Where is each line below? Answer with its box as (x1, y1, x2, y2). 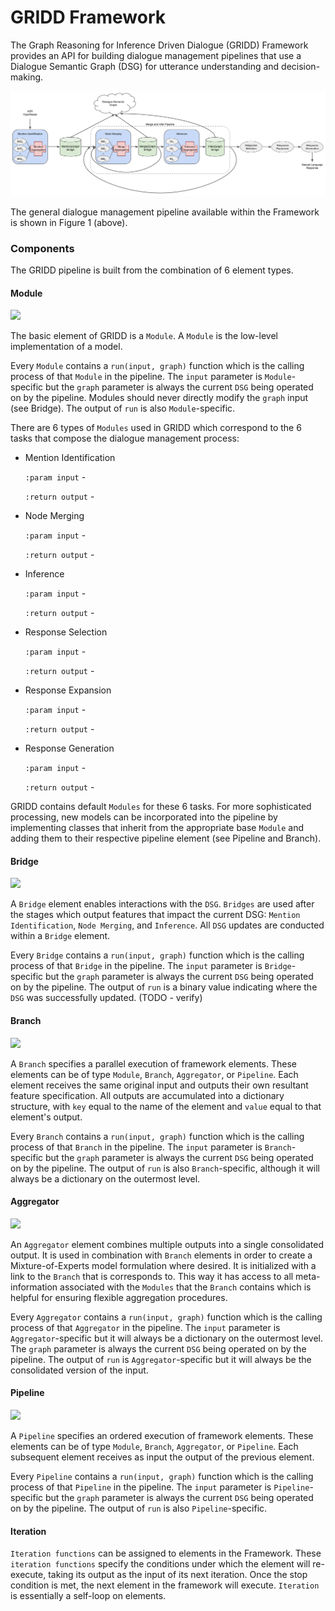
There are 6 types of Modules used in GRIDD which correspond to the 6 (10, 422, 302, 434)
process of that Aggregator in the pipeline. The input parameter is (10, 1321, 281, 1333)
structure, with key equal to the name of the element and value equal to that (10, 1100, 322, 1112)
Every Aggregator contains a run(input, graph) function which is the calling (10, 1311, 323, 1323)
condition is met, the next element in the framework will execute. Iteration (10, 1579, 320, 1591)
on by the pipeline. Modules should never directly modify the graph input (10, 392, 309, 404)
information (10, 1281, 58, 1293)
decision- (281, 60, 321, 72)
